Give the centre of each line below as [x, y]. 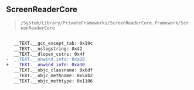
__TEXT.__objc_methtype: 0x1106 [53, 81]
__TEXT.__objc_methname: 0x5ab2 [53, 76]
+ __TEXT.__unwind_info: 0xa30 [45, 65]
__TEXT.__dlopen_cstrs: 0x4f [49, 54]
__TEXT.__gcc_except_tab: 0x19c [53, 43]
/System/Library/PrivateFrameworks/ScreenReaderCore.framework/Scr [104, 23]
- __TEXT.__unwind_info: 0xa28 [45, 60]
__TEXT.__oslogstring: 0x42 [48, 49]
